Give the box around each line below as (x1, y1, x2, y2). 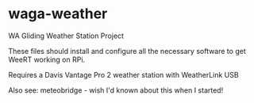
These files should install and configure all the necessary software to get (8, 46, 246, 55)
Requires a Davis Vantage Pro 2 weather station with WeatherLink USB (8, 70, 240, 79)
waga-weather (8, 5, 108, 23)
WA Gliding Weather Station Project (8, 31, 125, 40)
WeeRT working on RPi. (8, 55, 86, 64)
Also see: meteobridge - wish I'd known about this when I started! (8, 85, 224, 95)
